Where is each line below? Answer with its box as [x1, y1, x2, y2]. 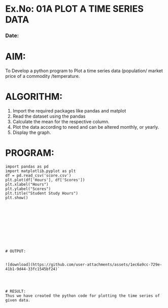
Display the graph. [12, 129, 51, 135]
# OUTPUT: [5, 248, 26, 254]
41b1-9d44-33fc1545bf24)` [5, 266, 60, 271]
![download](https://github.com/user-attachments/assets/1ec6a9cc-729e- [5, 262, 162, 267]
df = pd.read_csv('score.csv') [5, 173, 72, 178]
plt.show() [5, 195, 28, 200]
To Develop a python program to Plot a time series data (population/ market [5, 68, 163, 74]
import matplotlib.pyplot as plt [5, 169, 76, 174]
